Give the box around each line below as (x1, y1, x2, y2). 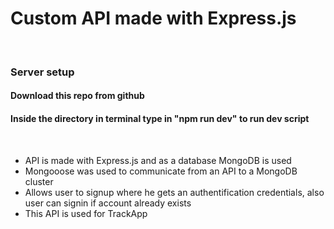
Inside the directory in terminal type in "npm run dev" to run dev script (10, 113, 310, 125)
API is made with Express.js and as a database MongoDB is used (24, 154, 292, 166)
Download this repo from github (10, 90, 145, 102)
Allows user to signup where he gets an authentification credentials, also (24, 186, 325, 198)
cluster (24, 175, 54, 187)
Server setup (10, 65, 75, 79)
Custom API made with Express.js (10, 7, 297, 30)
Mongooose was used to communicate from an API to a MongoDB (24, 165, 298, 177)
